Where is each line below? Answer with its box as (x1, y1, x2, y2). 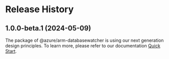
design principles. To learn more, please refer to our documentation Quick (5, 43, 160, 49)
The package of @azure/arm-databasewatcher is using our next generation (5, 37, 164, 43)
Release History (5, 4, 74, 15)
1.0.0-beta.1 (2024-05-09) (5, 24, 92, 33)
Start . (5, 48, 17, 54)
